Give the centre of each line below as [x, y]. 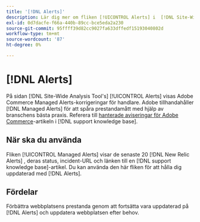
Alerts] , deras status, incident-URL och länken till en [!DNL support [89, 161]
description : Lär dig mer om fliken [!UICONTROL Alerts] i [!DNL [90, 17]
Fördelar [22, 192]
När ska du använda [44, 140]
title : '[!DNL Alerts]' [36, 12]
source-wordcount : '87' [36, 39]
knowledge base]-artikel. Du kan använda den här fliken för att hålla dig [94, 167]
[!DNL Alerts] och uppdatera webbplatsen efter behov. [73, 212]
